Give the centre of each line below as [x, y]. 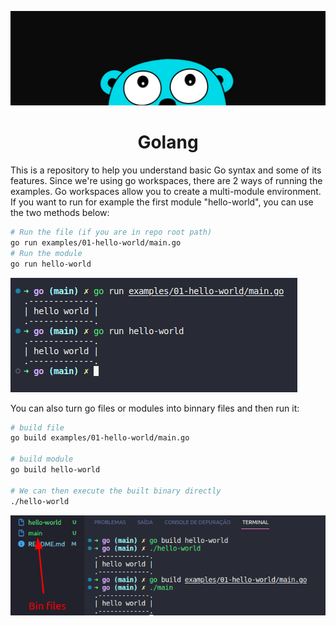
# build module [42, 459]
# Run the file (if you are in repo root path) [111, 232]
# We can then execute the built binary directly [116, 491]
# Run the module [46, 253]
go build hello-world [55, 470]
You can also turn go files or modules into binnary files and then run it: [155, 408]
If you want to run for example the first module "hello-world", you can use [162, 202]
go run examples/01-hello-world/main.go [96, 242]
